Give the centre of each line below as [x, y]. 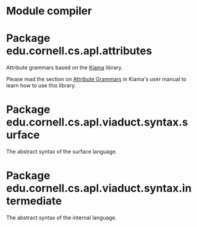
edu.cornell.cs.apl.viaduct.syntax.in [99, 188]
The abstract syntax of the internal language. [61, 217]
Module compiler [49, 11]
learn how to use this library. [41, 85]
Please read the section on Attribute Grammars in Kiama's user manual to [96, 79]
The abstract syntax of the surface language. [62, 152]
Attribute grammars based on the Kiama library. [64, 68]
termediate [34, 201]
